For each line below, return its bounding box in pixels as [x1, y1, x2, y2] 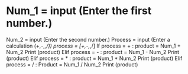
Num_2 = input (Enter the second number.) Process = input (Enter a [6, 36, 170, 43]
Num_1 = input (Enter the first [6, 4, 152, 18]
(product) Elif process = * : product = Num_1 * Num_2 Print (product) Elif [6, 55, 183, 62]
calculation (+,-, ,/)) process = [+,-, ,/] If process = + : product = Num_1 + [6, 42, 181, 49]
